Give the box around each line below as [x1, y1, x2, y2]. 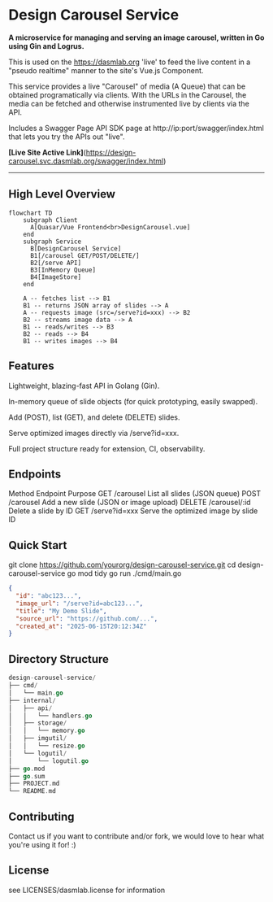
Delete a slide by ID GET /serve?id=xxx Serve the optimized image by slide [8, 506, 258, 516]
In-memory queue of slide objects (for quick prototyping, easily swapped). [8, 396, 258, 406]
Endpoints [8, 467, 62, 481]
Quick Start [8, 538, 67, 552]
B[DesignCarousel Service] [29, 244, 122, 253]
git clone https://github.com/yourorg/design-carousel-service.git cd [8, 560, 236, 570]
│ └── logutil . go [8, 756, 89, 765]
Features [8, 359, 54, 373]
